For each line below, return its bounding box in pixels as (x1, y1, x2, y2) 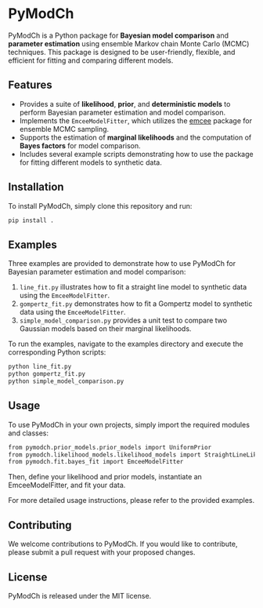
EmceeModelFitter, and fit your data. (8, 480, 126, 490)
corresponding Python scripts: (8, 348, 106, 357)
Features (8, 78, 52, 92)
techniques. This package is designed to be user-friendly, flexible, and (8, 47, 236, 56)
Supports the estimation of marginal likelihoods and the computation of (19, 133, 252, 142)
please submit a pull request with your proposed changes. (8, 548, 196, 557)
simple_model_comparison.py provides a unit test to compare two (19, 315, 228, 326)
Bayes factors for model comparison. (19, 140, 141, 150)
